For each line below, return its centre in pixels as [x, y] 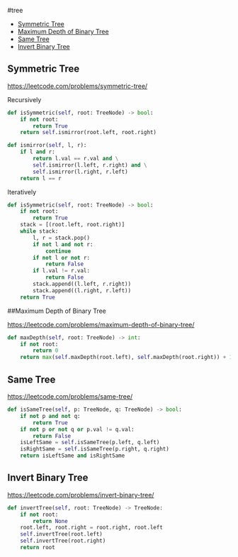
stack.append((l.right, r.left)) [82, 290]
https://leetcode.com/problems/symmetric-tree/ [78, 86]
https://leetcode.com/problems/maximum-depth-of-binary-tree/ [101, 324]
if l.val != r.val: [62, 271]
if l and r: [38, 152]
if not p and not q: [50, 416]
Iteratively [22, 192]
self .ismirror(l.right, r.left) [81, 172]
